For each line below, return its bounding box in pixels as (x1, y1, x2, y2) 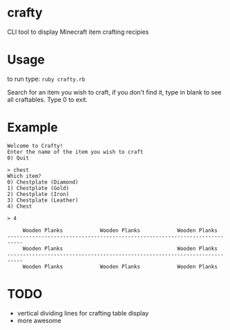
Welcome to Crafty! (7, 142, 64, 149)
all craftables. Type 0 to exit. (7, 95, 88, 104)
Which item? (7, 173, 41, 179)
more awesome (17, 316, 62, 324)
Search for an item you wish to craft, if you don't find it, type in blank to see (7, 88, 222, 96)
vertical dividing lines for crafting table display (17, 309, 149, 317)
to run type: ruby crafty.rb (7, 75, 86, 83)
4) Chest (7, 202, 32, 210)
